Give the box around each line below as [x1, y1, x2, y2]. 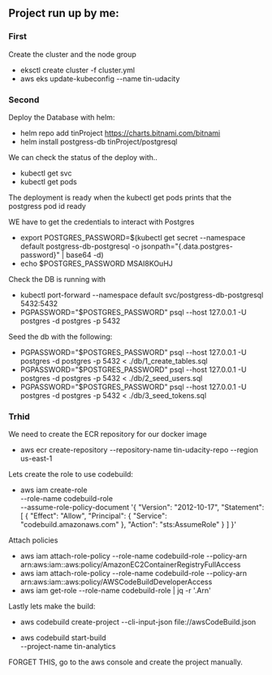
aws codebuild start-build [19, 633, 107, 643]
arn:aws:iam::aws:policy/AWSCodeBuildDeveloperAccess [19, 577, 213, 587]
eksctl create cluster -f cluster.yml [19, 65, 136, 75]
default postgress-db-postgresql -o [19, 241, 140, 251]
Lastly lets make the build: [8, 601, 96, 612]
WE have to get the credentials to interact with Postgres [8, 217, 195, 227]
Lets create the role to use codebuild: [8, 469, 134, 479]
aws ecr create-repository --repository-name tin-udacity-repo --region [19, 445, 258, 455]
